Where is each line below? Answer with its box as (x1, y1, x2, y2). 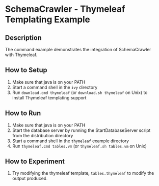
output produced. (12, 176, 48, 182)
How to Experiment (5, 157, 65, 166)
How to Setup (5, 66, 48, 74)
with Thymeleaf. (5, 52, 38, 58)
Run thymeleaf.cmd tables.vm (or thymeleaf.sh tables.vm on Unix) (12, 143, 147, 149)
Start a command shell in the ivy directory (12, 84, 98, 90)
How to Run (5, 109, 41, 118)
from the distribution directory (12, 132, 74, 138)
